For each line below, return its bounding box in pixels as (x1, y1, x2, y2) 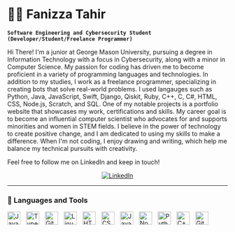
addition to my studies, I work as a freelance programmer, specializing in (7, 77, 217, 86)
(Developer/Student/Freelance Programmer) (7, 35, 133, 43)
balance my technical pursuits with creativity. (7, 144, 138, 152)
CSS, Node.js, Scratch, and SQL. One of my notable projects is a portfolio (7, 99, 219, 108)
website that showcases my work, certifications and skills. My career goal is (7, 107, 227, 115)
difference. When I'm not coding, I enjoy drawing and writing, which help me (7, 136, 227, 145)
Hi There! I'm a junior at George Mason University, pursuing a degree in (7, 48, 213, 56)
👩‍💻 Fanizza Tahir (7, 6, 106, 22)
